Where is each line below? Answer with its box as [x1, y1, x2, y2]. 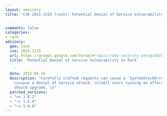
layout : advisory [5, 7, 41, 12]
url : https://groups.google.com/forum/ [9, 53, 92, 58]
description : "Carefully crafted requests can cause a [9, 76, 126, 81]
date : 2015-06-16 [9, 71, 46, 76]
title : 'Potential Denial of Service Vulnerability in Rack [9, 58, 137, 62]
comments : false [5, 25, 39, 30]
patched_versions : [9, 90, 48, 95]
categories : [5, 30, 30, 35]
